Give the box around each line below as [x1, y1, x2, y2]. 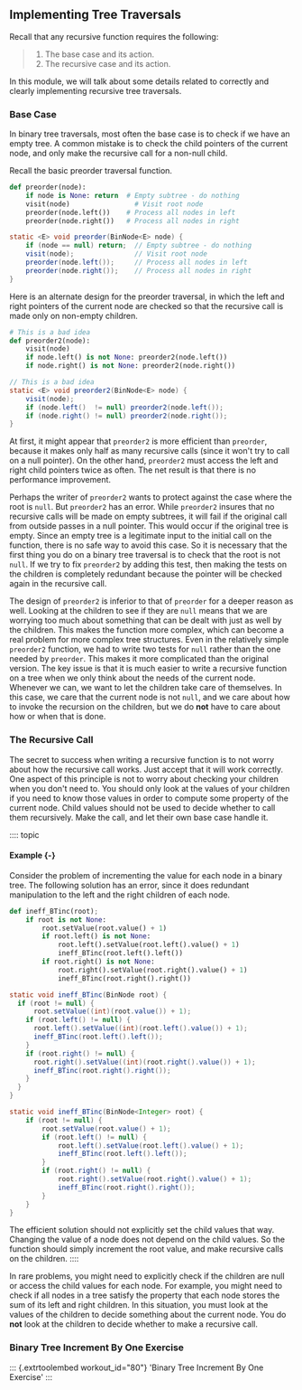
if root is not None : [25, 915, 106, 925]
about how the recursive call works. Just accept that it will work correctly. [9, 764, 284, 775]
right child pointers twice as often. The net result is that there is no [9, 465, 257, 475]
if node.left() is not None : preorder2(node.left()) [25, 352, 228, 362]
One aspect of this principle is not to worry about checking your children [9, 773, 279, 784]
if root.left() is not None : [41, 932, 151, 941]
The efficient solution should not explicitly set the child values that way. [9, 1225, 275, 1235]
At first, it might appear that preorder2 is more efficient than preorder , [9, 436, 268, 446]
